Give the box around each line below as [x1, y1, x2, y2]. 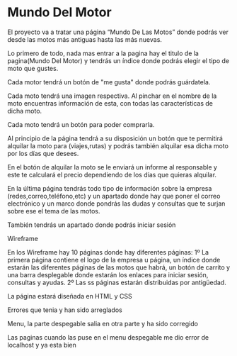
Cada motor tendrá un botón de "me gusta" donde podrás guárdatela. [7, 77, 211, 86]
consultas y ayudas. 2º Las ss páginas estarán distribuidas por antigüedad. [7, 278, 226, 287]
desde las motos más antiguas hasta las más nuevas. [7, 35, 163, 43]
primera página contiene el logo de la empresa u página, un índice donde [7, 255, 221, 264]
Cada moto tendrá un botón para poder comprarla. [7, 120, 155, 128]
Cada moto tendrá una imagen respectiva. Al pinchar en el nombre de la [7, 91, 217, 100]
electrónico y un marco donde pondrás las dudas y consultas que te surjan [7, 199, 226, 208]
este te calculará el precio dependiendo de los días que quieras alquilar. [7, 170, 217, 179]
